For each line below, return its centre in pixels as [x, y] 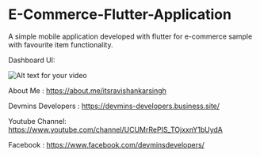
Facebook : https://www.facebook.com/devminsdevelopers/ [106, 144]
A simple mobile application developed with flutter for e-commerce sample [130, 36]
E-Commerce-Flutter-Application [120, 15]
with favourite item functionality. [61, 44]
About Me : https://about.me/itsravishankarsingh [87, 90]
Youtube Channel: [38, 121]
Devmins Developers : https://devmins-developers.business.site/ [114, 106]
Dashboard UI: [32, 60]
